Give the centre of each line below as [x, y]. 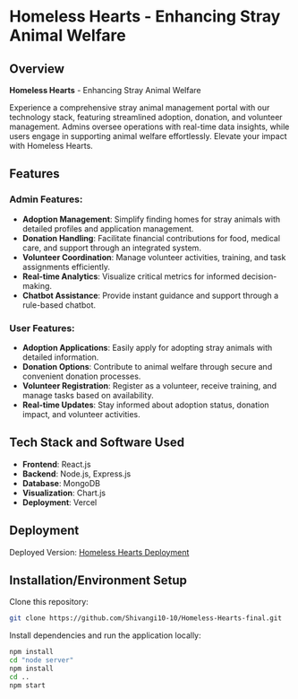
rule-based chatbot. [59, 305]
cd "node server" [42, 660]
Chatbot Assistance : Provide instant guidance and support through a [150, 295]
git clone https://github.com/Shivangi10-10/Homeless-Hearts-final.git [145, 618]
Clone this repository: [49, 602]
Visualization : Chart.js [64, 493]
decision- [259, 276]
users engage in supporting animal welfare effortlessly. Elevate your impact [148, 136]
